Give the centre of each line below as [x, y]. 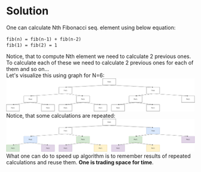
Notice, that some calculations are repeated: [61, 116]
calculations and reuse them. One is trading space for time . [80, 162]
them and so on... [28, 69]
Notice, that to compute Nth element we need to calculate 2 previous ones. [99, 56]
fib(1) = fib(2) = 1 [32, 45]
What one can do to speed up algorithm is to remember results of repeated [98, 156]
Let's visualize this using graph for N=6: [55, 75]
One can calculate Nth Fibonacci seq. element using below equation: [91, 27]
